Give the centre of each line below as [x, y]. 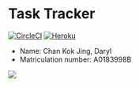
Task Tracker [52, 14]
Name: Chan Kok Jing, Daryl [66, 51]
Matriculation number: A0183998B [75, 59]
